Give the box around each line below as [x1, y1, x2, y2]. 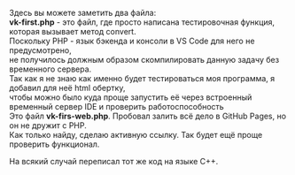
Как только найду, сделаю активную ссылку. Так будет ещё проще [9, 130, 263, 140]
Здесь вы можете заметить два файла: [9, 8, 157, 18]
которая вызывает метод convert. [9, 27, 136, 36]
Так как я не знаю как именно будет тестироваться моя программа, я [9, 73, 276, 83]
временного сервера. [9, 64, 92, 74]
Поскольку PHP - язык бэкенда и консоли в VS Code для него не [9, 35, 255, 46]
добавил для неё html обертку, [9, 83, 126, 93]
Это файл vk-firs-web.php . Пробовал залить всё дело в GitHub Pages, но [9, 110, 286, 121]
